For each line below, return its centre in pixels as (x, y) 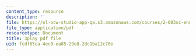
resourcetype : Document (35, 33)
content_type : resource (35, 11)
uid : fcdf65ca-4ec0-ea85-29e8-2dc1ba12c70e (60, 44)
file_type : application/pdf (40, 28)
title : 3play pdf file (34, 38)
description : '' (26, 17)
